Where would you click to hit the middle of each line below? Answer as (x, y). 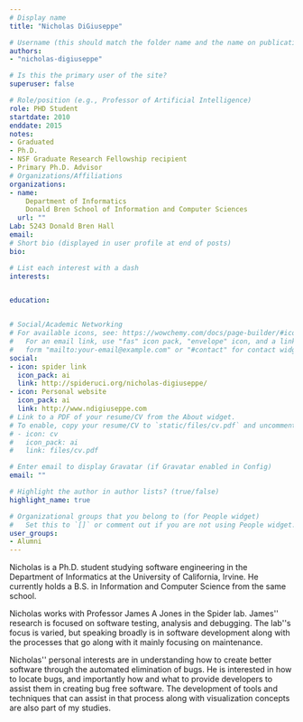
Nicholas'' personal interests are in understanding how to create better (141, 660)
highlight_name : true (50, 500)
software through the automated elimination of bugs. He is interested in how (151, 670)
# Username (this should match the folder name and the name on (133, 42)
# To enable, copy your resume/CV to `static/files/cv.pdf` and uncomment (153, 426)
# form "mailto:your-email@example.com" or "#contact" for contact (143, 350)
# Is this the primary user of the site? (88, 76)
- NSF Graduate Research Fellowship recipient (98, 159)
